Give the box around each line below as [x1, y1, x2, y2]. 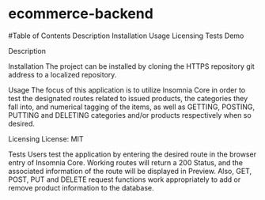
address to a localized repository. [8, 70, 117, 79]
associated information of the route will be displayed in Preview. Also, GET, [8, 166, 252, 175]
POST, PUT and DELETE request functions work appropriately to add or [8, 175, 241, 184]
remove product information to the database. [8, 183, 154, 192]
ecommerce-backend [8, 5, 154, 23]
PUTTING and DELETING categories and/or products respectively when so [8, 110, 252, 119]
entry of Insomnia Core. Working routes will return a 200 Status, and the [8, 157, 244, 167]
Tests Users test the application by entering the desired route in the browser [8, 149, 257, 159]
